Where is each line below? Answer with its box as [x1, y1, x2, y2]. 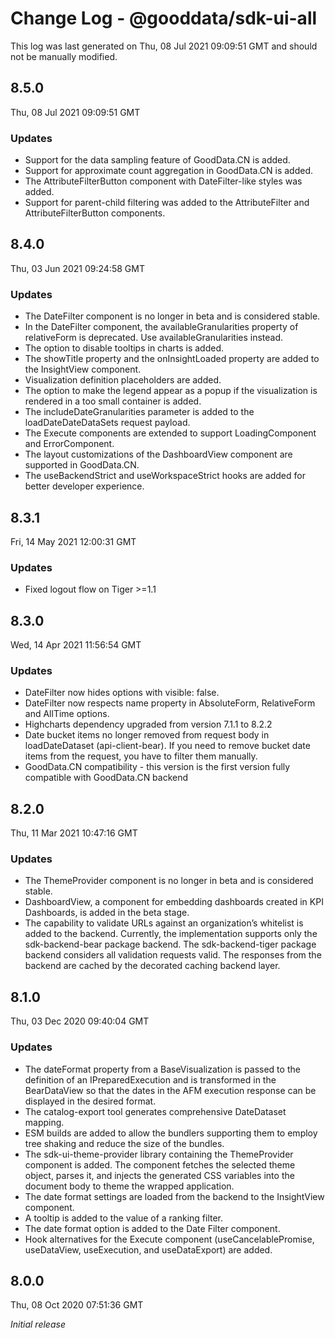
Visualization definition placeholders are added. [24, 374, 222, 386]
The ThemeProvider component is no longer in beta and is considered [24, 875, 314, 887]
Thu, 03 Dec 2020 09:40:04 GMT [10, 1015, 150, 1027]
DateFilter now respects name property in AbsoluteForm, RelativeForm [24, 697, 316, 709]
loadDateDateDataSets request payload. [24, 417, 191, 429]
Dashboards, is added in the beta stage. [24, 907, 190, 919]
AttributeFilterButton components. [24, 207, 166, 219]
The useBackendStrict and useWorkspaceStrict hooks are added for [24, 470, 306, 482]
